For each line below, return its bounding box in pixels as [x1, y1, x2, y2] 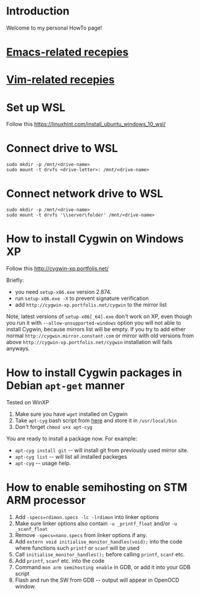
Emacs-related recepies [6, 45, 129, 59]
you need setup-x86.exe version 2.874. [14, 288, 112, 296]
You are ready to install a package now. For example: [6, 435, 137, 442]
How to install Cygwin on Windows [6, 232, 184, 246]
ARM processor [6, 494, 86, 507]
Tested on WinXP [6, 399, 49, 406]
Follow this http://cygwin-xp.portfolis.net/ [6, 265, 109, 272]
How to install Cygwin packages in [6, 366, 183, 380]
